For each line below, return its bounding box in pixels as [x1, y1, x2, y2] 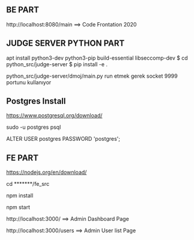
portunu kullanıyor [6, 78, 52, 86]
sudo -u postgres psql [6, 123, 61, 131]
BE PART [6, 5, 39, 15]
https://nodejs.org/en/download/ [6, 168, 87, 176]
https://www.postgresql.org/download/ [6, 112, 103, 119]
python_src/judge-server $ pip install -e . [6, 60, 108, 68]
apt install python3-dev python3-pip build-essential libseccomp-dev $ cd [6, 54, 188, 61]
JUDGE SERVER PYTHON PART [6, 38, 125, 49]
